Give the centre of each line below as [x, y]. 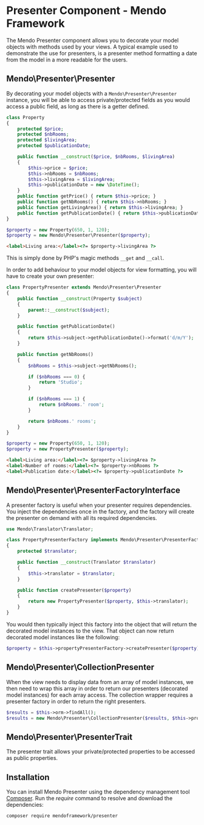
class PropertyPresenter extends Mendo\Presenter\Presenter [84, 287]
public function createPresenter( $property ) [74, 590]
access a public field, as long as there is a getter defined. [78, 106]
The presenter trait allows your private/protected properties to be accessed [101, 751]
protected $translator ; [47, 551]
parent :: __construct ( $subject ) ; [69, 310]
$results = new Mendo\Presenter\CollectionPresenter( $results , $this [96, 718]
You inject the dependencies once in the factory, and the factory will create [100, 512]
